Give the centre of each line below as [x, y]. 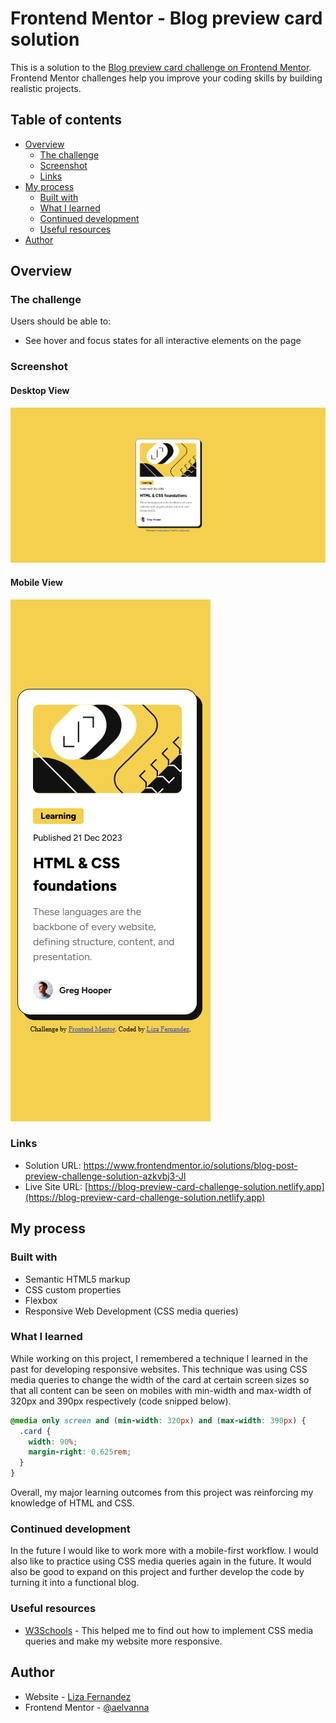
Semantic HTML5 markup [77, 1279]
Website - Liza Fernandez [78, 1696]
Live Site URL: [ [56, 1186]
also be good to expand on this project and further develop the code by [157, 1572]
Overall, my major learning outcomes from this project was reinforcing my [162, 1493]
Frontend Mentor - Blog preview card [166, 18]
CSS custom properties [73, 1289]
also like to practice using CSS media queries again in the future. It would [161, 1561]
